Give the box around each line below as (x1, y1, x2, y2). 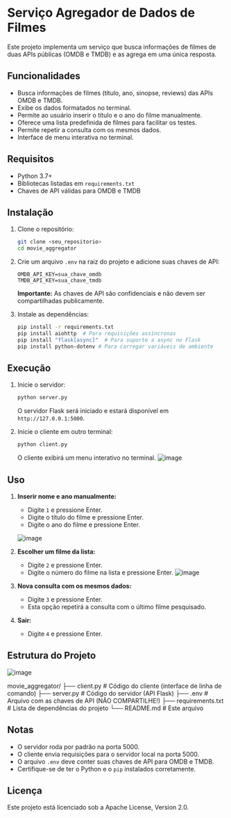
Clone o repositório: (17, 225, 74, 234)
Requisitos (7, 153, 54, 165)
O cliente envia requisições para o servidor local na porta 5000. (17, 750, 200, 758)
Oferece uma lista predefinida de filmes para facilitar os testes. (17, 118, 198, 127)
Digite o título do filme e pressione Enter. (27, 513, 144, 521)
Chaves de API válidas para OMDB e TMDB (17, 186, 141, 195)
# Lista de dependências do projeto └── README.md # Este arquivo (7, 704, 204, 712)
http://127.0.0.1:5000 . (17, 414, 85, 422)
